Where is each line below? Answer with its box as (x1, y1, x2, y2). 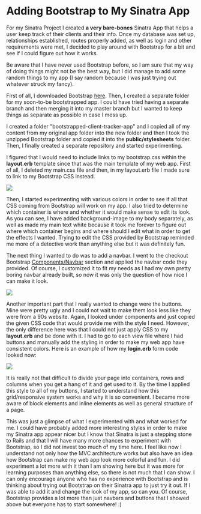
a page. (6, 406, 25, 413)
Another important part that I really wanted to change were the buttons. (6, 300, 183, 307)
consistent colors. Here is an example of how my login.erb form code (6, 345, 178, 352)
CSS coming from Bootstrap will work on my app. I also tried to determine (6, 202, 188, 209)
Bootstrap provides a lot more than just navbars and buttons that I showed (6, 494, 190, 501)
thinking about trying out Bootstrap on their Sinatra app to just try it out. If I (6, 482, 191, 489)
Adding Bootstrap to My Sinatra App (6, 4, 190, 18)
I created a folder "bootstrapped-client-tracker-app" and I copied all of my (6, 122, 190, 130)
